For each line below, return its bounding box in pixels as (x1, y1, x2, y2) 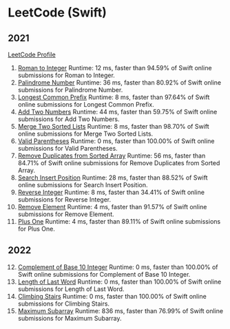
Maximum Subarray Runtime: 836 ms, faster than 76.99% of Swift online (17, 306, 223, 315)
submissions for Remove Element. (17, 210, 114, 218)
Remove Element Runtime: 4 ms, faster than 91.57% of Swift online (17, 203, 207, 211)
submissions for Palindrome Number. (17, 86, 123, 94)
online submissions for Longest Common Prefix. (17, 100, 154, 108)
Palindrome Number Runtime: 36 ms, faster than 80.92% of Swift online (17, 78, 222, 87)
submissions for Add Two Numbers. (17, 115, 120, 123)
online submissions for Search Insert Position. (17, 181, 148, 189)
